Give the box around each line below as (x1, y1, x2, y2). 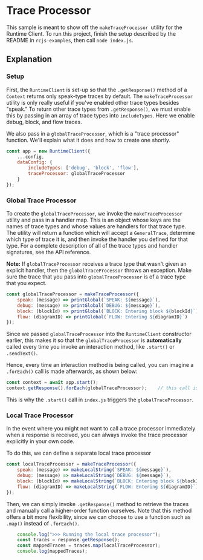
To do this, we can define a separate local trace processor (6, 449, 152, 457)
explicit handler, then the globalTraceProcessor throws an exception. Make (6, 267, 192, 274)
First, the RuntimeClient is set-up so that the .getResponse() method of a (6, 86, 187, 93)
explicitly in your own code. (6, 438, 75, 445)
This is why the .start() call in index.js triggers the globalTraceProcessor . (6, 396, 194, 403)
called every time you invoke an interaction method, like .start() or (6, 343, 175, 351)
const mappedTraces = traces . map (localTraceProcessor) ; (17, 542, 161, 548)
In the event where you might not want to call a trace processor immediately (6, 425, 196, 432)
